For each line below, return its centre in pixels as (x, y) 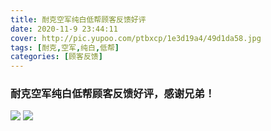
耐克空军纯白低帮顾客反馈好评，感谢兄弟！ (113, 94)
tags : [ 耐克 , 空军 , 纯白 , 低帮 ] (65, 47)
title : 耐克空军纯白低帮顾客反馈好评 (78, 19)
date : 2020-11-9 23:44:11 (64, 29)
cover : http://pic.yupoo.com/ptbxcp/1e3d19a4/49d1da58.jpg (136, 38)
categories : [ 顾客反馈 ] (56, 57)
